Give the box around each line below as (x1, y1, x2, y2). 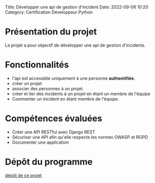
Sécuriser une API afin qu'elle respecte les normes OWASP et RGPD (12, 134, 148, 140)
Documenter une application (12, 139, 69, 145)
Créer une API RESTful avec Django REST (12, 129, 95, 135)
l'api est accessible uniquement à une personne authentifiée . (12, 75, 136, 81)
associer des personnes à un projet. (12, 85, 84, 91)
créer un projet (12, 80, 42, 86)
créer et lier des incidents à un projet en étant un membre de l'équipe (12, 91, 151, 97)
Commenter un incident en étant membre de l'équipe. (12, 96, 119, 101)
